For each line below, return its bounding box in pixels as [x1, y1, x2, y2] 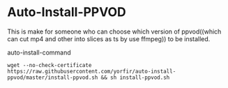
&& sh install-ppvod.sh [100, 74, 170, 81]
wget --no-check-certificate [7, 61, 92, 68]
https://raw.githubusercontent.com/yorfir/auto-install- [7, 68, 176, 75]
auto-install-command [7, 48, 71, 57]
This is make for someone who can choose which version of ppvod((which [7, 27, 222, 36]
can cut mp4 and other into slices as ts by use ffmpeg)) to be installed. [7, 34, 211, 43]
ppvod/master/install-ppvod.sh [7, 74, 98, 81]
